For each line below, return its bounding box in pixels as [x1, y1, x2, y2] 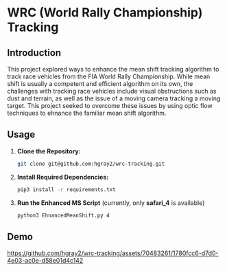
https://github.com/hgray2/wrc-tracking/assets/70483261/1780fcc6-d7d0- [7, 249, 219, 257]
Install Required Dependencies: [16, 173, 109, 181]
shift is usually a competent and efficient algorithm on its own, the [7, 80, 193, 87]
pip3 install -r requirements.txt [16, 186, 116, 193]
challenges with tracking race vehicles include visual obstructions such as [7, 87, 217, 95]
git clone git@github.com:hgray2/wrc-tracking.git [16, 160, 165, 167]
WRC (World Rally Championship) [7, 5, 203, 21]
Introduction [7, 47, 62, 58]
